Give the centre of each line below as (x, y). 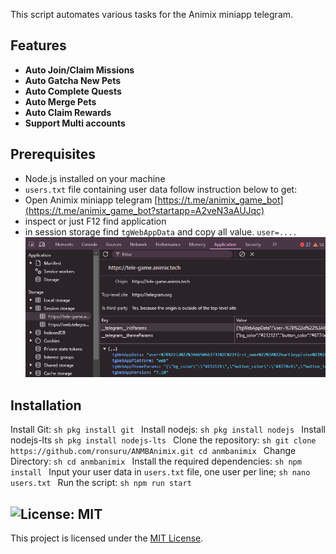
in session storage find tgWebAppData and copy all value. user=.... (161, 231)
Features (38, 45)
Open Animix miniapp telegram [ (91, 200)
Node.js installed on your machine (95, 178)
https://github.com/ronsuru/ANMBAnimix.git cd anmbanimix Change (153, 451)
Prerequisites (53, 154)
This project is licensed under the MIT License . (107, 538)
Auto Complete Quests (73, 91)
